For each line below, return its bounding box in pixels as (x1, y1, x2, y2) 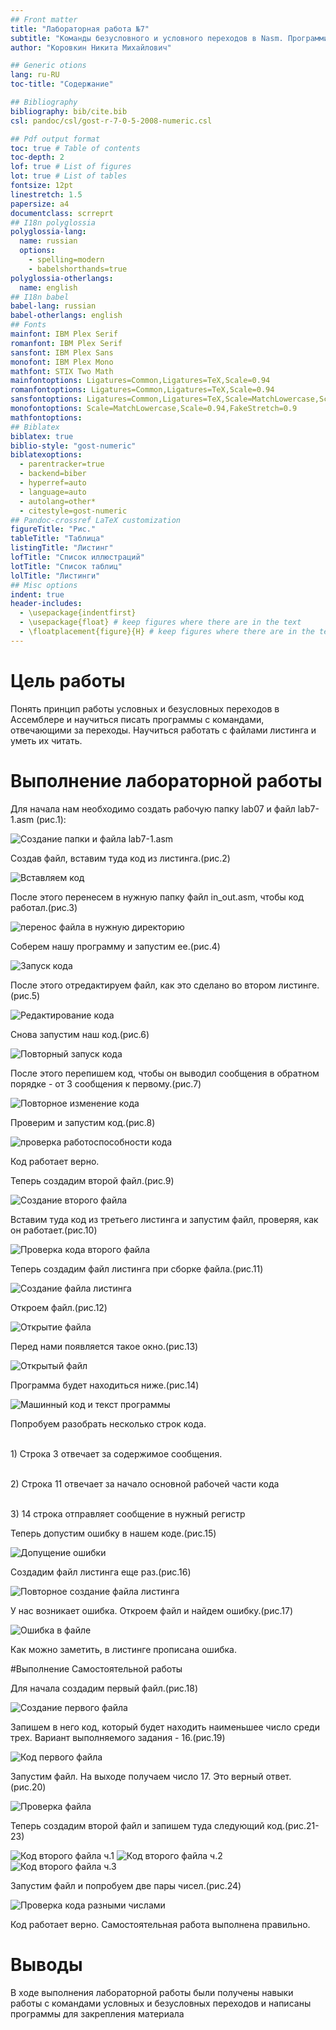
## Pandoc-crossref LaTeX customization (10, 515, 182, 525)
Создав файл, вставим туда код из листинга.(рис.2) (10, 852, 231, 864)
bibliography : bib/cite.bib (10, 106, 128, 116)
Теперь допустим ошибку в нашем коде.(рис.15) (10, 1527, 217, 1539)
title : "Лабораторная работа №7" (10, 24, 150, 34)
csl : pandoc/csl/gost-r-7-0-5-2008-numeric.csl (10, 116, 213, 126)
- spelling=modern (28, 255, 105, 265)
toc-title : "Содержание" (10, 79, 114, 90)
